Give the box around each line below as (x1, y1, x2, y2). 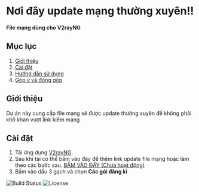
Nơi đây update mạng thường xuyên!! (6, 4, 194, 18)
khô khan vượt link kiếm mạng (6, 115, 80, 123)
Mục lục (6, 41, 37, 51)
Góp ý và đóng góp (14, 76, 63, 83)
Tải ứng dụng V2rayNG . (14, 149, 74, 156)
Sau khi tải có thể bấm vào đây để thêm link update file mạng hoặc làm (14, 156, 189, 163)
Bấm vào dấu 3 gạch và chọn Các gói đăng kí (14, 168, 127, 175)
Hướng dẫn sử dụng (14, 70, 64, 77)
